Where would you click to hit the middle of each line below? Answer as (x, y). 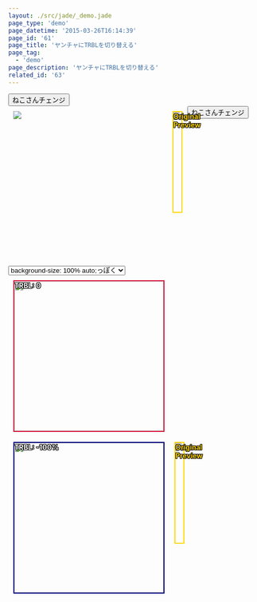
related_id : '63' (37, 75)
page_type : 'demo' (39, 23)
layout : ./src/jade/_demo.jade (60, 16)
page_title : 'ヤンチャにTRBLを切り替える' (73, 46)
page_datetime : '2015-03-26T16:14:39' (72, 30)
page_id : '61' (32, 38)
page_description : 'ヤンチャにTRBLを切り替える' (84, 68)
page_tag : (25, 53)
